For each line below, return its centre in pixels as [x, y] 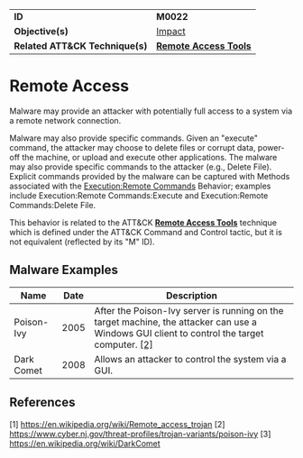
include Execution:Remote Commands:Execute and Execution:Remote [139, 195]
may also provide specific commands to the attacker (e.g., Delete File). [141, 167]
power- [271, 147]
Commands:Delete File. [53, 205]
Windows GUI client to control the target [179, 333]
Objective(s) [41, 31]
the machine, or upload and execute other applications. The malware [150, 157]
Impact [171, 31]
